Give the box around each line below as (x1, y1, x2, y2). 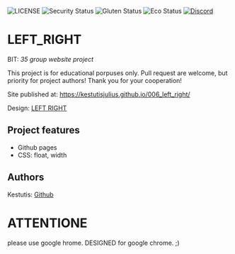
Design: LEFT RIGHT (7, 104, 67, 112)
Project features (7, 124, 80, 136)
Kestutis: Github (7, 190, 55, 199)
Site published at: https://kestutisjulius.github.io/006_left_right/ (7, 89, 190, 99)
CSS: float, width (17, 150, 67, 159)
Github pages (17, 143, 57, 152)
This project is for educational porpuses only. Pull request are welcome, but (7, 68, 228, 77)
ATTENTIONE (7, 215, 88, 231)
